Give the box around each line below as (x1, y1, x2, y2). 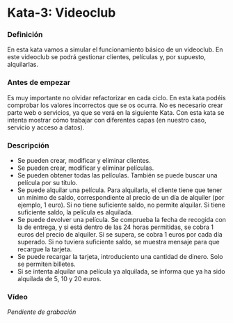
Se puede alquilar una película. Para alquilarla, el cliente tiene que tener (17, 186, 223, 194)
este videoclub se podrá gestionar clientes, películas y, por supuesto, (7, 53, 207, 61)
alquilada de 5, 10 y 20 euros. (17, 275, 102, 283)
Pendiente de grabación (7, 308, 77, 316)
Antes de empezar (7, 78, 71, 88)
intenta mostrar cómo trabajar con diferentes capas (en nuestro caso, (7, 116, 207, 124)
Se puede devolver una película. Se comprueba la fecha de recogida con (17, 216, 226, 224)
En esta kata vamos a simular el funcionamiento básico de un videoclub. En (7, 45, 223, 54)
